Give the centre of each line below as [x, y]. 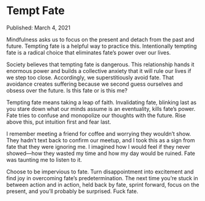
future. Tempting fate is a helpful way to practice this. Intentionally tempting [102, 46]
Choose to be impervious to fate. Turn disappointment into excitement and [100, 172]
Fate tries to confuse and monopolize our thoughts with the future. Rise [96, 115]
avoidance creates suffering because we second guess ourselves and [95, 84]
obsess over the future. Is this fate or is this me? [67, 90]
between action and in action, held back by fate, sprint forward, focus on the [103, 184]
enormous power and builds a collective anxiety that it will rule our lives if [99, 70]
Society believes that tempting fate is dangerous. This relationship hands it [100, 64]
